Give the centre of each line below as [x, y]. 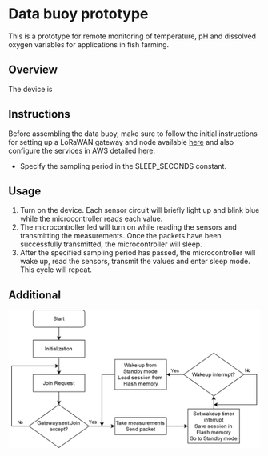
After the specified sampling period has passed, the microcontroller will [138, 253]
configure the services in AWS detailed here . [82, 150]
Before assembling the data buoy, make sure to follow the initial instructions [133, 134]
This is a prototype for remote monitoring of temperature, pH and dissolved [132, 36]
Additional [35, 295]
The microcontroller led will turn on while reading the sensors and [128, 227]
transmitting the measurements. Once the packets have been [120, 236]
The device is [31, 89]
